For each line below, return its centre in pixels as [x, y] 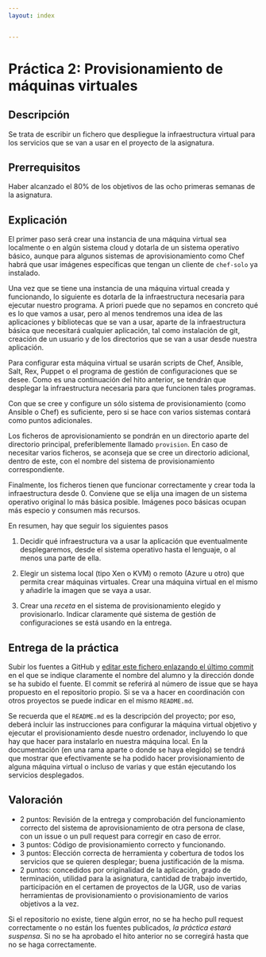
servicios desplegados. [46, 775]
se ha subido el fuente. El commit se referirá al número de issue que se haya [133, 684]
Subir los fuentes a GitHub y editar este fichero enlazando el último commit [131, 667]
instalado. [24, 273]
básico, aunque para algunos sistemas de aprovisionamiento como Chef [126, 256]
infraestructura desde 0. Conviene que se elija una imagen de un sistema [128, 494]
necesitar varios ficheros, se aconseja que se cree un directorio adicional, [129, 453]
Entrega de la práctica [64, 647]
